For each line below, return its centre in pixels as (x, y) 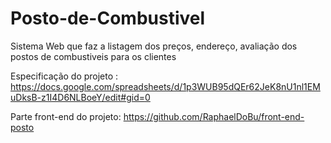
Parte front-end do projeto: (66, 116)
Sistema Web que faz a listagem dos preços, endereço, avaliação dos (154, 46)
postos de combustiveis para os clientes (93, 56)
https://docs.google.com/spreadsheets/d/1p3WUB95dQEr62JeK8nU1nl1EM (165, 86)
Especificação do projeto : (64, 76)
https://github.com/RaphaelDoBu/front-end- (214, 116)
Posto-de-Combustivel (108, 18)
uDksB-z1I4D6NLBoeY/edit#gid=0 (80, 97)
